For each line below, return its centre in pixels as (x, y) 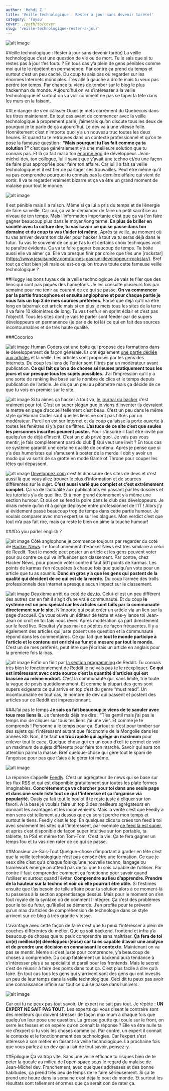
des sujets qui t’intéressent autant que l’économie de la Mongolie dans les (82, 731)
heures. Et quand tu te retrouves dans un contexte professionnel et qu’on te (84, 138)
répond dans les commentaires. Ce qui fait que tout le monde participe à (81, 637)
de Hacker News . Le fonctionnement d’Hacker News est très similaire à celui (85, 547)
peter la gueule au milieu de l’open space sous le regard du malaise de (78, 1062)
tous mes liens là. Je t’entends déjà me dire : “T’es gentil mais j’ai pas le (80, 715)
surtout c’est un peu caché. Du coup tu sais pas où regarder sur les (75, 74)
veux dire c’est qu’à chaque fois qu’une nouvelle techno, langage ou (76, 862)
